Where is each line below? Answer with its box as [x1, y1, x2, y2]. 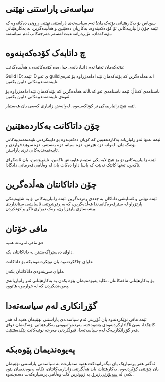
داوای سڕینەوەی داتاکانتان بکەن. [5, 268, 65, 274]
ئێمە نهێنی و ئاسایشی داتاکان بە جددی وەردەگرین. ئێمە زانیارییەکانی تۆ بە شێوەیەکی [5, 195, 157, 201]
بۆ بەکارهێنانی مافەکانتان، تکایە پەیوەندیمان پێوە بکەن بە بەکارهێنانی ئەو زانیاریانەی [5, 278, 154, 283]
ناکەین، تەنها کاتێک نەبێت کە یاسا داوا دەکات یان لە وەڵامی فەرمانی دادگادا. [5, 162, 141, 168]
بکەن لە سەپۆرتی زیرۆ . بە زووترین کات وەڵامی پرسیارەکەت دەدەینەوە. [5, 371, 134, 377]
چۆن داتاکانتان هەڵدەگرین [5, 179, 97, 190]
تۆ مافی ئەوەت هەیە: [5, 239, 44, 245]
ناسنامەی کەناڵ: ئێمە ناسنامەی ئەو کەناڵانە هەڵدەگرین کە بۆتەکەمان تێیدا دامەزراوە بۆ [5, 88, 160, 94]
